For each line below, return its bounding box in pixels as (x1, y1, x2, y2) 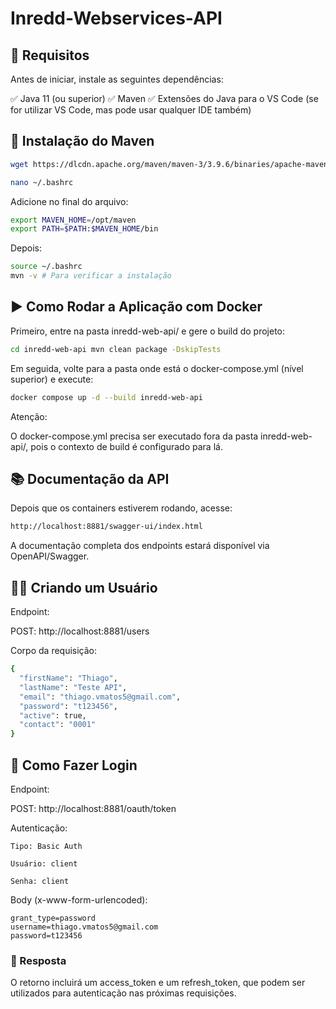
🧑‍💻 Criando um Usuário (10, 579, 158, 596)
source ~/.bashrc (10, 262, 83, 272)
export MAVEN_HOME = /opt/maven (10, 215, 137, 225)
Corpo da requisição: (10, 645, 98, 657)
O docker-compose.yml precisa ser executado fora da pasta (10, 430, 259, 442)
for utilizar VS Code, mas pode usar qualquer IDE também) (10, 104, 252, 116)
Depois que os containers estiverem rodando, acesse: (10, 502, 233, 514)
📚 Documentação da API (10, 471, 170, 488)
